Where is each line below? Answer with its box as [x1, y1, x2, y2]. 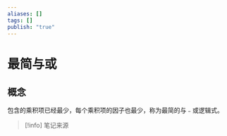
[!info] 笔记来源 [24, 121, 69, 130]
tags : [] [7, 17, 33, 24]
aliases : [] [7, 10, 42, 18]
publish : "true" [7, 23, 55, 30]
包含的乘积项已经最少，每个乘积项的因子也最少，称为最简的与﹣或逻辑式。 [7, 106, 223, 115]
